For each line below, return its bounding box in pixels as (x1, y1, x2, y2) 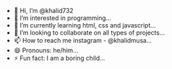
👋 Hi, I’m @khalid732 (13, 7, 74, 14)
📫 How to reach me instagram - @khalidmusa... (13, 37, 152, 44)
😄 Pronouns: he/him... (13, 46, 79, 55)
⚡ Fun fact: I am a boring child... (13, 54, 106, 62)
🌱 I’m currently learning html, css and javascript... (13, 21, 156, 29)
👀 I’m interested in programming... (13, 14, 111, 22)
